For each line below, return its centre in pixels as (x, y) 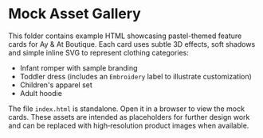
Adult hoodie (41, 93)
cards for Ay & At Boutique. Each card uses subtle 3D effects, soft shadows (132, 44)
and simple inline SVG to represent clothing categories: (98, 52)
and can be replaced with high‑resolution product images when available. (129, 125)
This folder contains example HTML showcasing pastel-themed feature (125, 36)
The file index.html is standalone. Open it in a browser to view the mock (127, 109)
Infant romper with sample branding (79, 67)
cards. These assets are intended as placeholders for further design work (129, 117)
